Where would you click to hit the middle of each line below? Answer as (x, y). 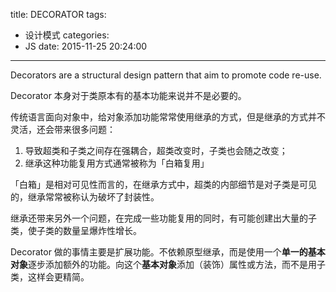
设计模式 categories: (67, 35)
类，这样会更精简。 (50, 277)
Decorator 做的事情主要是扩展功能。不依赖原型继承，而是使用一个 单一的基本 (168, 252)
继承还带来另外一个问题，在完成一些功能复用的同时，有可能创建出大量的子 (163, 218)
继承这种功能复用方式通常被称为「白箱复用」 (117, 163)
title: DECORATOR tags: (58, 14)
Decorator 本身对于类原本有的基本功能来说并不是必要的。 (128, 95)
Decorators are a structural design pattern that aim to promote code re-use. (166, 75)
